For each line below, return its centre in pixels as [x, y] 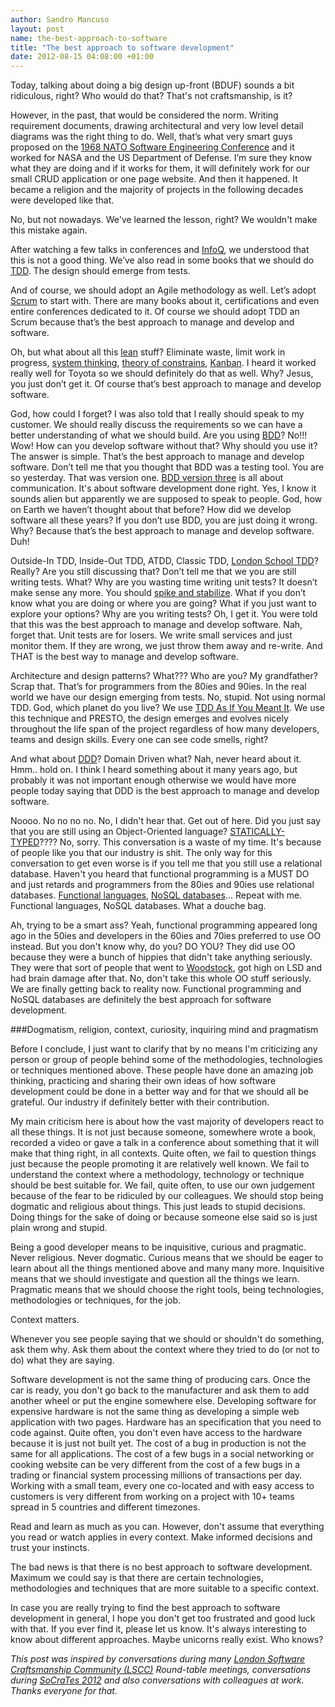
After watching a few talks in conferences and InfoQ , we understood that [160, 250]
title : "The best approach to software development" [122, 47]
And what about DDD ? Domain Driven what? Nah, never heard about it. [156, 759]
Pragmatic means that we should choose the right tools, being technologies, [167, 1290]
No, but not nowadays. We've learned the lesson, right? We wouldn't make [164, 220]
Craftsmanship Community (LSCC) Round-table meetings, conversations [161, 1670]
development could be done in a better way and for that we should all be [159, 1092]
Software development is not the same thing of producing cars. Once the [160, 1380]
